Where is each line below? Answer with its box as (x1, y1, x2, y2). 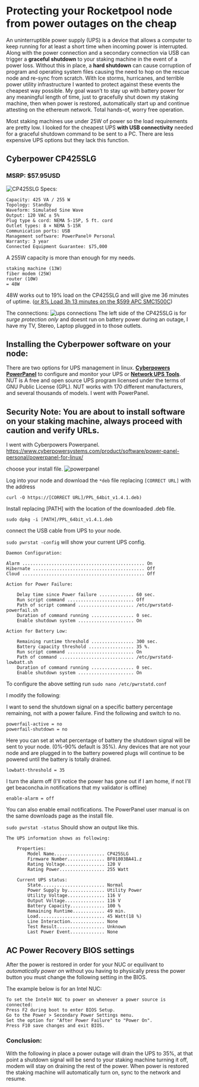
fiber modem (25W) (6, 271, 52, 277)
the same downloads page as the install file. (6, 812, 114, 819)
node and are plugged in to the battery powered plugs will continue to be (6, 750, 185, 757)
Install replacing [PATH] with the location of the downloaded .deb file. (6, 505, 176, 512)
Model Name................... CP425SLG (27, 851, 129, 857)
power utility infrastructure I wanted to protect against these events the (6, 80, 180, 87)
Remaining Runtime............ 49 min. (27, 909, 127, 914)
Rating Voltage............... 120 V (27, 862, 121, 867)
